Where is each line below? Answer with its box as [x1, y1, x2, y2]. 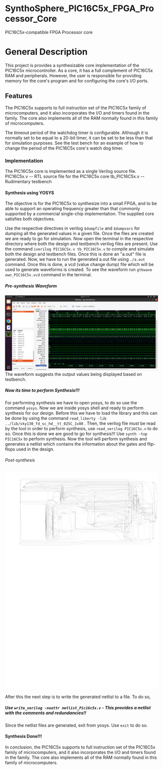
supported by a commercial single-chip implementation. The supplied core [5, 211, 154, 217]
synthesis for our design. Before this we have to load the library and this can [5, 410, 158, 416]
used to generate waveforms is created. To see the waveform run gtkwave [5, 267, 152, 272]
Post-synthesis [5, 457, 35, 463]
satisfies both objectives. [5, 216, 55, 222]
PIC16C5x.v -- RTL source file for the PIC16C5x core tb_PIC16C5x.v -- [5, 173, 145, 179]
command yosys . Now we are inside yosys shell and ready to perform [5, 405, 144, 411]
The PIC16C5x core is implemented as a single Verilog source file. [5, 168, 137, 174]
